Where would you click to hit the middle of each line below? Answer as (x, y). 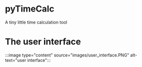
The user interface (43, 42)
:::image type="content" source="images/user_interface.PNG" (67, 55)
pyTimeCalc (30, 9)
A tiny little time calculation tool (36, 22)
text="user (16, 60)
